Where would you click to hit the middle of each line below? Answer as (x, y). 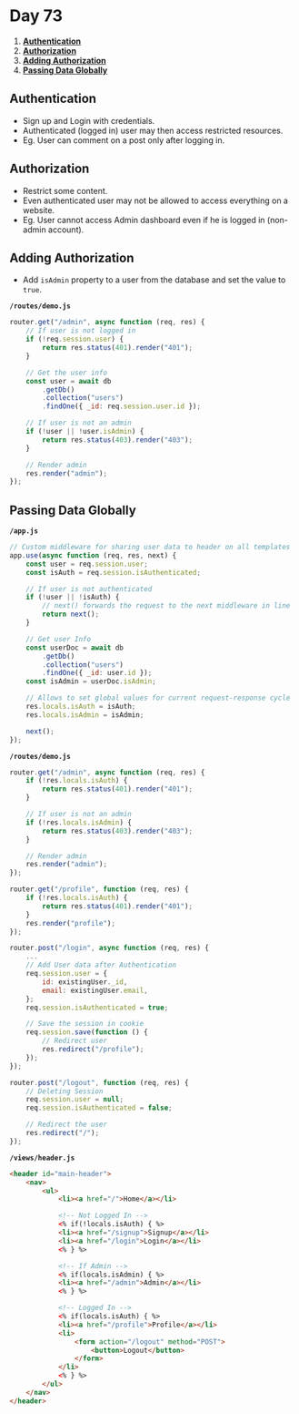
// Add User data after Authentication (101, 965)
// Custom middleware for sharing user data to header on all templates (150, 548)
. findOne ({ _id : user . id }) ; (97, 673)
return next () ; (71, 615)
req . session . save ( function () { (87, 1032)
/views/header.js (42, 1158)
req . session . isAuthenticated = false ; (99, 1108)
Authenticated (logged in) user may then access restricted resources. (153, 130)
